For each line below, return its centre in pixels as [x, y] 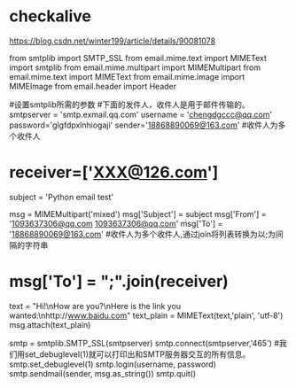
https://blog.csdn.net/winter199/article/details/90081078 [112, 41]
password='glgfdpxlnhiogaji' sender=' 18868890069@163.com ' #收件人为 [144, 125]
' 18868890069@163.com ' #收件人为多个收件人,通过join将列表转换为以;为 [143, 234]
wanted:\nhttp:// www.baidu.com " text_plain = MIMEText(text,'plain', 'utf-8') [146, 315]
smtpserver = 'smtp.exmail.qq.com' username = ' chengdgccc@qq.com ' [141, 114]
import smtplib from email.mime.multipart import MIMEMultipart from [135, 67]
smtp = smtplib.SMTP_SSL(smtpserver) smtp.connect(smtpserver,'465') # [144, 343]
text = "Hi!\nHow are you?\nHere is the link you [95, 306]
